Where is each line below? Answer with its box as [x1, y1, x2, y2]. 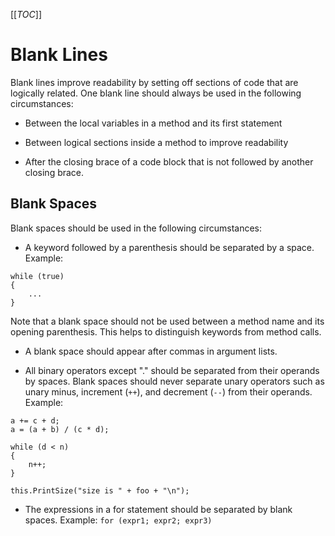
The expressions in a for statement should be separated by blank [24, 503, 293, 515]
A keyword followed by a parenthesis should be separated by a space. [24, 241, 315, 253]
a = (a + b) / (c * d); [10, 424, 110, 434]
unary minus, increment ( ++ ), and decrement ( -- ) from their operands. [24, 385, 313, 398]
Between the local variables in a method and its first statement [24, 117, 283, 129]
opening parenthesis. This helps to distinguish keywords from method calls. [10, 325, 322, 338]
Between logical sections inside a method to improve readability [24, 136, 289, 148]
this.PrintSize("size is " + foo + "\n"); [10, 485, 190, 496]
